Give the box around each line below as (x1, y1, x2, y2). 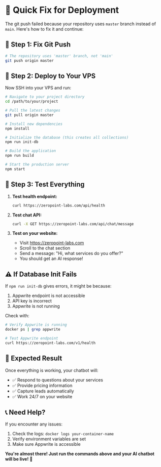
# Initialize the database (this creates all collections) (5, 135, 129, 140)
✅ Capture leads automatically (12, 388, 74, 394)
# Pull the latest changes (5, 108, 61, 113)
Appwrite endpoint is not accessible (12, 293, 85, 298)
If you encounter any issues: (5, 421, 63, 427)
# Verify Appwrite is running (5, 322, 67, 328)
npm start (5, 167, 26, 171)
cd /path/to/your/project (5, 99, 58, 104)
